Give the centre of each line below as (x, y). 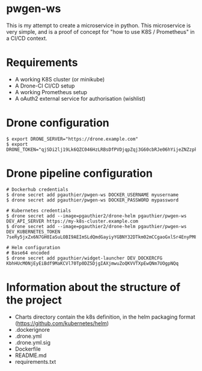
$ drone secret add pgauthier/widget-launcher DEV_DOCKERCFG (84, 258)
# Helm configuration (33, 247)
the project (34, 300)
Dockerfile (28, 349)
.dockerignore (32, 329)
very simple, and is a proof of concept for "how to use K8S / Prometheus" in (101, 31)
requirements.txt (35, 361)
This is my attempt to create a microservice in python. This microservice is (99, 25)
